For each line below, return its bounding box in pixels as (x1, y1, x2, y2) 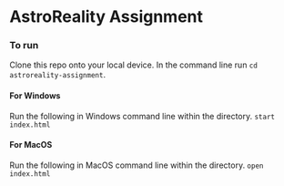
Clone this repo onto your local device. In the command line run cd (9, 59, 258, 70)
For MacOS (9, 139, 53, 150)
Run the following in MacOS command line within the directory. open (9, 160, 264, 170)
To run (9, 39, 39, 52)
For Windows (9, 90, 61, 101)
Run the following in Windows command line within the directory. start (9, 110, 276, 121)
